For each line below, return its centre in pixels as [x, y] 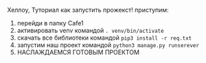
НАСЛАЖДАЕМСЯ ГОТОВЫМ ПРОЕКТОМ [78, 52]
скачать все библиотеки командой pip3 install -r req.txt [104, 38]
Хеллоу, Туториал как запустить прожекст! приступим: [88, 10]
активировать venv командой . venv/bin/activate [90, 30]
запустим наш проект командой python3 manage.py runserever [108, 45]
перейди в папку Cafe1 [50, 23]
